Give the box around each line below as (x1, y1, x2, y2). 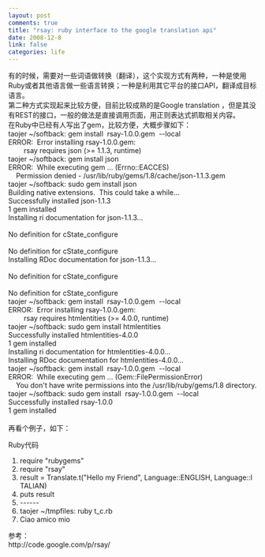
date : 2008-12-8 (8, 33, 62, 42)
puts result (19, 490, 55, 499)
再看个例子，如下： (8, 424, 71, 432)
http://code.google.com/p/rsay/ (8, 540, 110, 549)
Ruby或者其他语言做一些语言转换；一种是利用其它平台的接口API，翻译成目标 (8, 80, 257, 90)
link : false (8, 41, 47, 49)
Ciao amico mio (19, 514, 71, 524)
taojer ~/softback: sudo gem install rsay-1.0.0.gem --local (8, 389, 200, 398)
